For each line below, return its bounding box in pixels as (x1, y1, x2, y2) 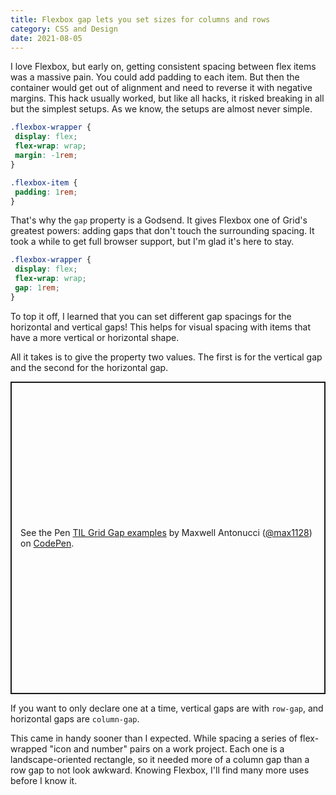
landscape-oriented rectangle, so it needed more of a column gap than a (10, 753, 310, 765)
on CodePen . (20, 537, 75, 549)
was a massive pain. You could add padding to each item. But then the (10, 71, 300, 83)
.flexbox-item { (10, 177, 78, 188)
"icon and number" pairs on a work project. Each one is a (49, 742, 285, 755)
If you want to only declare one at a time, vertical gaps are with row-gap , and (10, 702, 324, 714)
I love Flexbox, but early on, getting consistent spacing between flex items (10, 61, 317, 73)
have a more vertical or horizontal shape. (10, 331, 180, 343)
